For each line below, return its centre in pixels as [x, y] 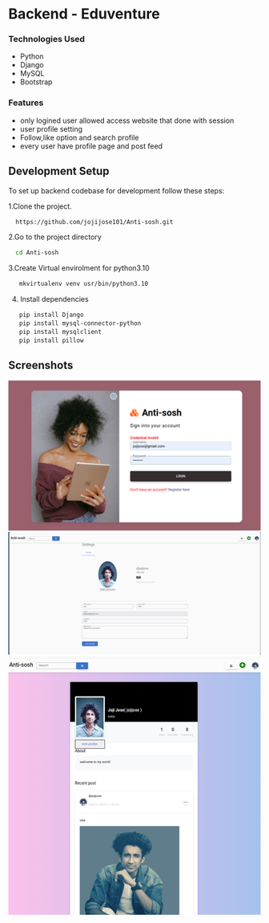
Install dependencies [54, 299]
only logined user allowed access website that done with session [127, 120]
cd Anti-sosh [37, 253]
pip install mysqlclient [60, 331]
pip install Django [51, 315]
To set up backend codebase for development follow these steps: [116, 190]
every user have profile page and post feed [91, 146]
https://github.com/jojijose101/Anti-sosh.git [94, 222]
